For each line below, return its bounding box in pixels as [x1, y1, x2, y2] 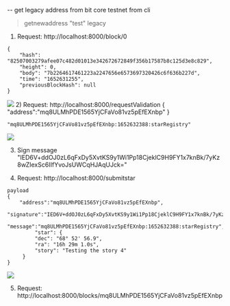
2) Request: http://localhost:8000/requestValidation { [15, 101, 166, 108]
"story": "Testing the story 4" [34, 247, 127, 254]
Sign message [16, 146, 57, 154]
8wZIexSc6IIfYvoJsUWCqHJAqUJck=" [16, 161, 128, 169]
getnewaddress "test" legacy [23, 19, 106, 27]
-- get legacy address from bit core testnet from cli [7, 6, 151, 14]
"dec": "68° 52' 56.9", [34, 235, 103, 242]
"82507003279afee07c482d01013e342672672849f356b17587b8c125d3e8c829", [7, 58, 213, 64]
